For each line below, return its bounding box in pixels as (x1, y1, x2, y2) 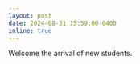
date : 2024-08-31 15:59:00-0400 (8, 19, 117, 27)
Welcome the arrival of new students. (8, 49, 133, 58)
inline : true (8, 26, 52, 34)
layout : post (8, 11, 52, 20)
